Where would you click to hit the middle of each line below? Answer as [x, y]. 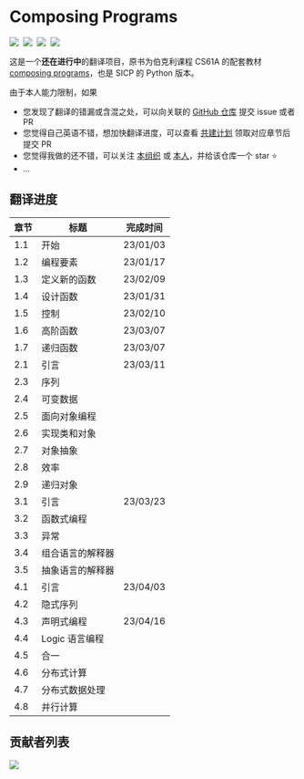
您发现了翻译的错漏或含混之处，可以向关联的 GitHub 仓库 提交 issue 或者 [159, 111]
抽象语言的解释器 [78, 570]
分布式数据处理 [74, 690]
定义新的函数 [69, 279]
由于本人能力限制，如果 [53, 92]
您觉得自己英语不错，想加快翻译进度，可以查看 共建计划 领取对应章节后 [157, 132]
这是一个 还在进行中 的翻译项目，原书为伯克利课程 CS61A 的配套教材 [136, 61]
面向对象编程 [69, 416]
